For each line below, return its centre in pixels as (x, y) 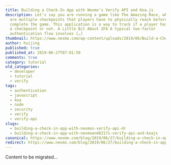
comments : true (21, 57)
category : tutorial (26, 62)
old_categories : (22, 67)
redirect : (16, 143)
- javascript (24, 95)
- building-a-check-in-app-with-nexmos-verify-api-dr (68, 128)
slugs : (12, 123)
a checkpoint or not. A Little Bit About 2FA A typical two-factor (83, 29)
